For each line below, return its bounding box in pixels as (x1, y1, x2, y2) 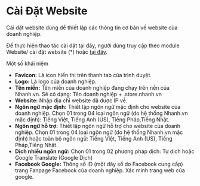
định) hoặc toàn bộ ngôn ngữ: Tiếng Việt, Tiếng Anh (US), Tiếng (14, 135, 173, 142)
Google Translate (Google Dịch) (14, 154, 93, 161)
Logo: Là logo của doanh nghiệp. (14, 78, 97, 85)
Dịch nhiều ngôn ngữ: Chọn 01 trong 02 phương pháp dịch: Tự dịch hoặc (14, 148, 195, 155)
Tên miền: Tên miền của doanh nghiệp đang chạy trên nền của (14, 84, 170, 91)
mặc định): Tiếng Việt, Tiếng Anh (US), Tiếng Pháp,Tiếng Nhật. (14, 115, 170, 123)
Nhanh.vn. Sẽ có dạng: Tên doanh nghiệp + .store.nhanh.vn (14, 90, 162, 97)
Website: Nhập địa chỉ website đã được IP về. (14, 97, 128, 104)
